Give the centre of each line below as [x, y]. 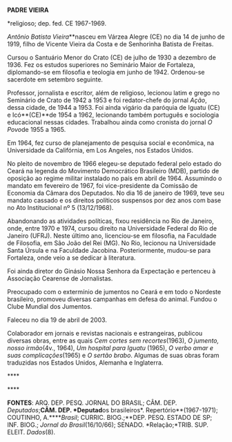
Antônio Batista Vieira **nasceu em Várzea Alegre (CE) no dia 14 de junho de [116, 37]
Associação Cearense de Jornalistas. [60, 278]
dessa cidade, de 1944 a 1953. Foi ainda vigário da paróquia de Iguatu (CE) [114, 107]
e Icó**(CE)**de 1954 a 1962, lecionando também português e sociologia [113, 115]
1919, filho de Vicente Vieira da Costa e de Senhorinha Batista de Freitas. [110, 44]
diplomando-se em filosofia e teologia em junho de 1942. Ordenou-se [106, 72]
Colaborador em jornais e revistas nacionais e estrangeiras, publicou [105, 333]
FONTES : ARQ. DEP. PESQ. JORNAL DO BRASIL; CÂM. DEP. [92, 403]
